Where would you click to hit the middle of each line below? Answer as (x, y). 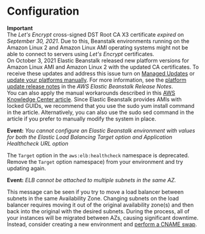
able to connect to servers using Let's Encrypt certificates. (81, 54)
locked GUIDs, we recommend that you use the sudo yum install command (101, 105)
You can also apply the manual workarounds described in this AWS (91, 93)
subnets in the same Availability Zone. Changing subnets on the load (93, 198)
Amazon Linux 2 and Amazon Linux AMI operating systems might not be (98, 48)
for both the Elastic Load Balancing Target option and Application (90, 137)
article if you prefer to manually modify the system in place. (82, 119)
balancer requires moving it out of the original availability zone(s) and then (100, 205)
